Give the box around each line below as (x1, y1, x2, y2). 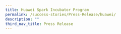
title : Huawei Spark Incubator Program (5, 7, 89, 12)
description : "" (5, 16, 39, 21)
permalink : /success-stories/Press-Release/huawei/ (5, 12, 116, 17)
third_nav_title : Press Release (5, 21, 73, 26)
